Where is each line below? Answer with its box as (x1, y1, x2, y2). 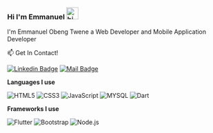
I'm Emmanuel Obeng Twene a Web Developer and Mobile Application (7, 28, 207, 36)
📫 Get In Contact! (7, 49, 59, 57)
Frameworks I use (7, 105, 60, 113)
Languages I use (7, 78, 55, 86)
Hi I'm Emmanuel (7, 12, 65, 21)
